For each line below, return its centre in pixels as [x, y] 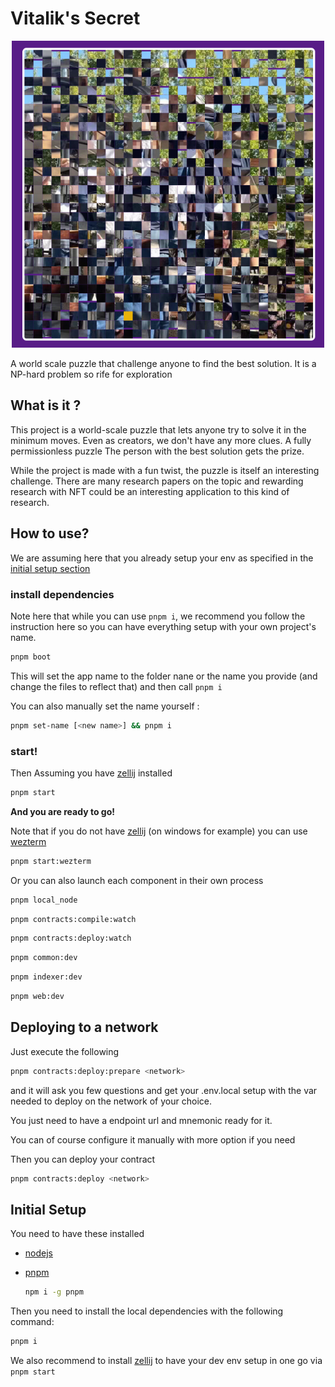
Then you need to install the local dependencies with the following [147, 1311]
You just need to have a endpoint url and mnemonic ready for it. [141, 1120]
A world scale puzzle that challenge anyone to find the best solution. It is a [163, 363]
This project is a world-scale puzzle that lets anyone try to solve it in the [158, 429]
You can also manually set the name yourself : [105, 706]
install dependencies [62, 594]
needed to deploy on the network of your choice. [111, 1101]
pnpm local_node [44, 900]
